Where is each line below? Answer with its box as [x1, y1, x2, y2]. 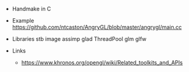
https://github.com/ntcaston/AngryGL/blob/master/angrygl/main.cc [12, 24, 182, 31]
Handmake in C [12, 5, 51, 12]
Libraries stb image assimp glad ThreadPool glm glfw [12, 35, 147, 42]
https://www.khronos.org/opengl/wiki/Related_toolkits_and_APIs [21, 59, 183, 66]
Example [12, 17, 35, 24]
